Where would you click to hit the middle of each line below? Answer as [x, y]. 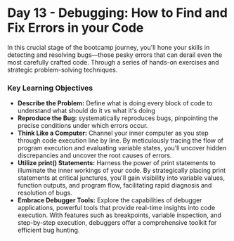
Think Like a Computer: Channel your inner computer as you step [113, 133]
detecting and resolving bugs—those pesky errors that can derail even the [115, 55]
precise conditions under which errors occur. [83, 126]
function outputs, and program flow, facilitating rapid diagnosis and [115, 185]
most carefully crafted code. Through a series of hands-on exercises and [113, 62]
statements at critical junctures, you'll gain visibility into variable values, [121, 178]
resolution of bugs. [45, 193]
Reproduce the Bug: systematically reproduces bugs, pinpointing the [118, 118]
